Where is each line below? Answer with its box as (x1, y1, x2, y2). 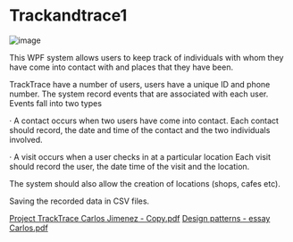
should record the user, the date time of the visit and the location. (9, 161, 250, 171)
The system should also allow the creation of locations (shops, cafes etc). (9, 178, 281, 188)
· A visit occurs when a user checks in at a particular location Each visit (9, 151, 271, 162)
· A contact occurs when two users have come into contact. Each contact (9, 115, 280, 126)
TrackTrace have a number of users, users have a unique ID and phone (9, 79, 271, 89)
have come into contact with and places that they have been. (9, 62, 234, 72)
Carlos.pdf (9, 222, 49, 233)
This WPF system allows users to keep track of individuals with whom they (9, 52, 284, 63)
